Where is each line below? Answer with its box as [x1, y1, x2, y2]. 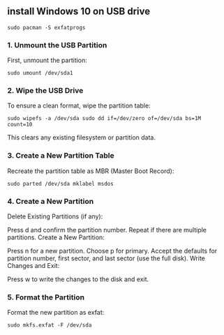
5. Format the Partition [7, 292, 85, 302]
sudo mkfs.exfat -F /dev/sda [7, 322, 92, 329]
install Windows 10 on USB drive [7, 6, 151, 17]
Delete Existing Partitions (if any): [7, 212, 103, 221]
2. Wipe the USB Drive [7, 86, 84, 96]
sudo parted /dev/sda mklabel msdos [7, 180, 114, 187]
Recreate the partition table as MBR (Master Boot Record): [7, 167, 174, 175]
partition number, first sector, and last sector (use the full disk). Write [7, 254, 206, 262]
